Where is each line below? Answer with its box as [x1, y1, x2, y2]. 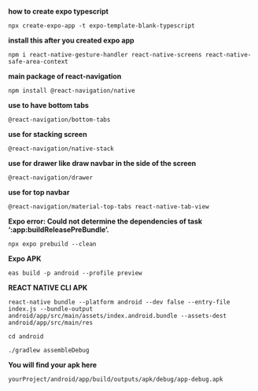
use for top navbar [8, 188, 70, 197]
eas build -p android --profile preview [8, 269, 143, 277]
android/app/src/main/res [8, 319, 93, 326]
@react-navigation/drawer [8, 174, 93, 182]
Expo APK [8, 254, 42, 263]
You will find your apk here [8, 360, 97, 369]
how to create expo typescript [8, 7, 109, 16]
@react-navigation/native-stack [8, 145, 114, 153]
